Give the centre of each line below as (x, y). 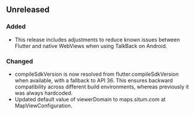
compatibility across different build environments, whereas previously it (102, 87)
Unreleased (28, 10)
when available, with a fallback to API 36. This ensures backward (94, 80)
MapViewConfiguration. (43, 106)
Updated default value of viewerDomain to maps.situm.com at (90, 99)
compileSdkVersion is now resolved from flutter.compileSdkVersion (97, 74)
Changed (20, 61)
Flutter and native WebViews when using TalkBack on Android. (91, 46)
